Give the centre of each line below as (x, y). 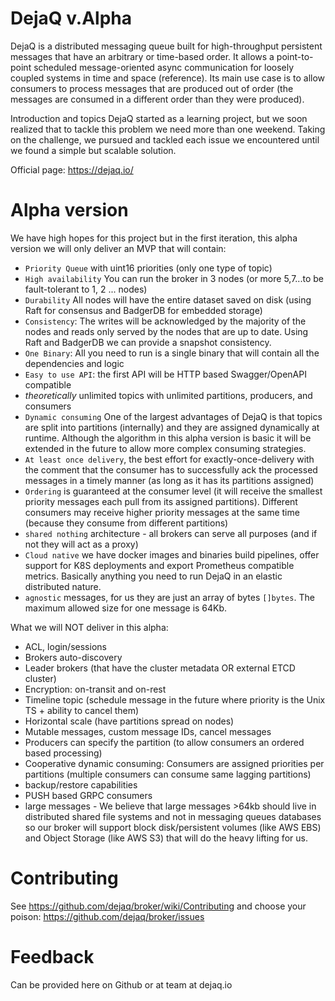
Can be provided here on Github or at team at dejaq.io (121, 984)
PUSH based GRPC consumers (88, 795)
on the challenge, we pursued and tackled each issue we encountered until (165, 139)
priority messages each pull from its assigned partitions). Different (161, 501)
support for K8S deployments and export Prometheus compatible (159, 565)
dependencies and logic (74, 363)
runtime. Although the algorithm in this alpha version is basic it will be (168, 438)
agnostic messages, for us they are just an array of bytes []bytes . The (169, 597)
